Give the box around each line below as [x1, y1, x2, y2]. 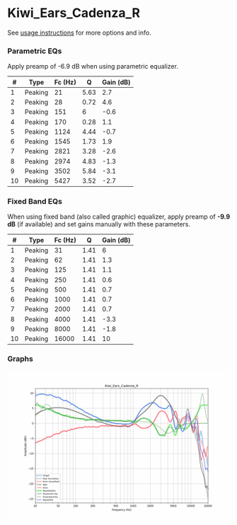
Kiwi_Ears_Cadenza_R [7, 5, 140, 21]
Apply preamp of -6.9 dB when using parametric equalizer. [7, 62, 179, 71]
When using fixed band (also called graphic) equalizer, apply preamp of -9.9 [7, 212, 231, 221]
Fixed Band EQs [7, 196, 62, 206]
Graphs [7, 354, 33, 364]
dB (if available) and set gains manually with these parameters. [7, 220, 191, 229]
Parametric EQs [7, 46, 62, 56]
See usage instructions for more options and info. [7, 28, 152, 37]
